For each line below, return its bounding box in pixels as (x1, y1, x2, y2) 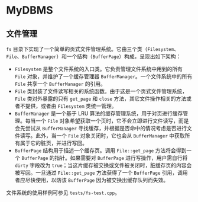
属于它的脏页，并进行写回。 (20, 140, 87, 146)
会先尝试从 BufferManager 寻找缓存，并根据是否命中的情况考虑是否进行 (14, 125, 187, 132)
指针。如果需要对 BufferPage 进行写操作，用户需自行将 (54, 155, 188, 161)
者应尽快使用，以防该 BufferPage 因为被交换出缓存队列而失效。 (14, 177, 169, 184)
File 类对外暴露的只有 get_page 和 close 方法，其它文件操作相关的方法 (14, 95, 187, 102)
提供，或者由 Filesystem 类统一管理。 (25, 102, 117, 110)
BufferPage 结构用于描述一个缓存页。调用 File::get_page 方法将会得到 (14, 147, 187, 154)
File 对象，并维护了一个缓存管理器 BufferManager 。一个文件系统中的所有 (14, 73, 193, 80)
